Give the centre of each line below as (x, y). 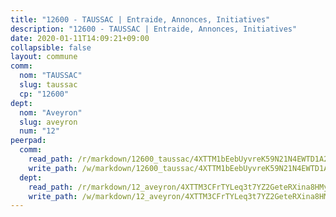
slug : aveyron (48, 122)
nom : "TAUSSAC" (51, 76)
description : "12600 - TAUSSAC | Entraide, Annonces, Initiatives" (154, 29)
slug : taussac (48, 85)
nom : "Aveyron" (51, 112)
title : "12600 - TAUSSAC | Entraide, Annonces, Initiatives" (140, 19)
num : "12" (39, 131)
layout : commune (44, 57)
